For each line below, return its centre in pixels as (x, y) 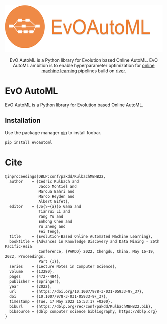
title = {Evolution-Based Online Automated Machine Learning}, (81, 236)
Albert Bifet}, (54, 201)
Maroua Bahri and (57, 191)
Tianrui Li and (54, 211)
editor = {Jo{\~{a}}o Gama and (45, 206)
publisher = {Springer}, (35, 281)
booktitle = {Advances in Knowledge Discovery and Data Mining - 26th (85, 241)
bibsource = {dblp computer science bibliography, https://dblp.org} (83, 311)
